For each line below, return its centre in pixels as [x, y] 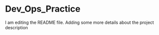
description [17, 27]
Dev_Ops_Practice [43, 9]
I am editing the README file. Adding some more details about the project [79, 22]
